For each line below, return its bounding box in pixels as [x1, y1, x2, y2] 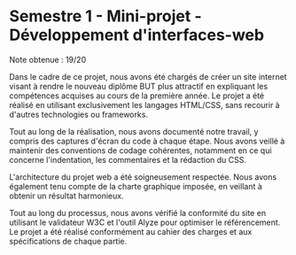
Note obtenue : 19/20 [9, 54, 87, 65]
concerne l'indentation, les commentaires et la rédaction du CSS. [9, 154, 246, 165]
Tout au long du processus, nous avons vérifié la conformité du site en [9, 207, 267, 218]
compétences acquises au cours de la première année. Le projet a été [9, 90, 265, 101]
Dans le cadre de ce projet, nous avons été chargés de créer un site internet [9, 71, 287, 81]
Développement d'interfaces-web [9, 25, 264, 45]
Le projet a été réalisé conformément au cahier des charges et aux [9, 226, 253, 236]
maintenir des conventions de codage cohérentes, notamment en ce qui [9, 144, 272, 156]
